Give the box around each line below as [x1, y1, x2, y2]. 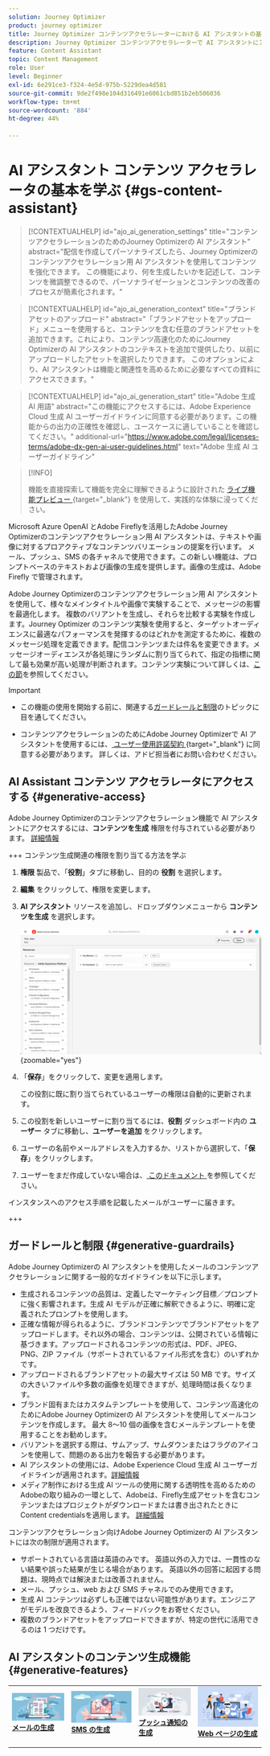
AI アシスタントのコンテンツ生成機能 [8, 1651, 190, 1664]
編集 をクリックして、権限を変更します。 [19, 884, 155, 894]
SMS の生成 [71, 1725, 111, 1734]
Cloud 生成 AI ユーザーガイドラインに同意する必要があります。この [27, 411, 251, 421]
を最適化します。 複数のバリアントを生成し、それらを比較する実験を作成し [8, 609, 256, 618]
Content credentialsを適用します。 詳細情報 [19, 1510, 165, 1520]
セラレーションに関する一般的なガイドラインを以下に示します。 [14, 1271, 227, 1282]
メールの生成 [11, 1722, 55, 1732]
